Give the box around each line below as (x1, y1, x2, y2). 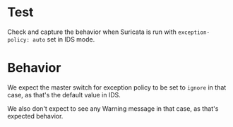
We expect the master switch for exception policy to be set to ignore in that (7, 83, 227, 92)
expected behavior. (7, 111, 64, 120)
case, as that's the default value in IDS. (7, 90, 121, 99)
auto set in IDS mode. (32, 35, 95, 43)
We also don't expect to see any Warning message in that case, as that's (7, 104, 219, 113)
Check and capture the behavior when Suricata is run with (7, 28, 177, 36)
